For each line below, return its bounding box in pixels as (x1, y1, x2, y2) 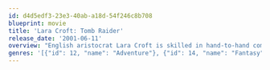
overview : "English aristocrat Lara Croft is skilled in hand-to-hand (8, 42, 250, 50)
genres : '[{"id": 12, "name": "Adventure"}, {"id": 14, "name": (8, 49, 228, 57)
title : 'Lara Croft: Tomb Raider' (8, 27, 125, 35)
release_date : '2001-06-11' (8, 34, 103, 43)
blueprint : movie (8, 19, 67, 27)
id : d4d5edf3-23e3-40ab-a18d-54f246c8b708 (8, 11, 153, 20)
